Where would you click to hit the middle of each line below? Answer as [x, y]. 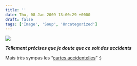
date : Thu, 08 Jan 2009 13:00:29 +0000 [48, 15]
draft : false [19, 19]
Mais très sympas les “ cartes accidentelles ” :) [54, 58]
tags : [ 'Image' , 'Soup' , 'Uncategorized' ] [51, 24]
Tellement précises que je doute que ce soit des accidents [68, 48]
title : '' [16, 10]
